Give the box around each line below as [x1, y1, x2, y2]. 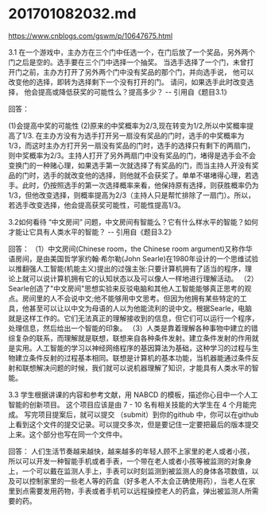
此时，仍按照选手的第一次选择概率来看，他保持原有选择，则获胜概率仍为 [21, 180, 259, 190]
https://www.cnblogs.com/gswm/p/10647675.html [8, 31, 173, 40]
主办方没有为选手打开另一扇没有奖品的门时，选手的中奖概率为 [42, 130, 245, 140]
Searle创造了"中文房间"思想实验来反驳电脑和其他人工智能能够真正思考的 [8, 283, 245, 293]
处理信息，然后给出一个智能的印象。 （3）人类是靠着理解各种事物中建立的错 [8, 323, 258, 333]
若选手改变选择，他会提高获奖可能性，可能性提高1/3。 [8, 200, 185, 210]
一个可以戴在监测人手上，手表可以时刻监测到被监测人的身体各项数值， [21, 466, 252, 476]
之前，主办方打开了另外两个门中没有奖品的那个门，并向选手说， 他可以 [21, 67, 254, 76]
